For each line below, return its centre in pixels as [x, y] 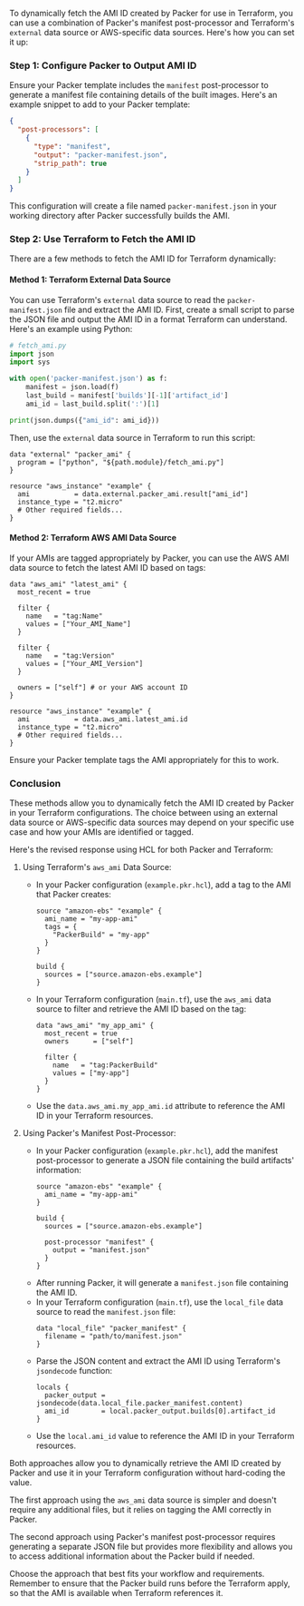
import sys [30, 362]
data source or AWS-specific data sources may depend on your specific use [152, 823]
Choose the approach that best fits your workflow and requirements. [137, 1574]
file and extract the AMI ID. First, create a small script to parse [180, 309]
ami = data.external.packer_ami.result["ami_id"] [133, 494]
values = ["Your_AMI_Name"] [78, 624]
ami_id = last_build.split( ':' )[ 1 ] [93, 404]
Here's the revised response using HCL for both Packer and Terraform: [141, 850]
